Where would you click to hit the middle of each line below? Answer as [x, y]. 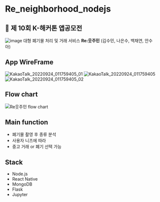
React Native [25, 179]
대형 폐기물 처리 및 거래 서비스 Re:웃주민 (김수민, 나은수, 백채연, [84, 41]
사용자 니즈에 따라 [29, 141]
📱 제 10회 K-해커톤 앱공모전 [44, 28]
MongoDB [22, 184]
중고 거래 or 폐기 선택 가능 [37, 147]
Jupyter [20, 195]
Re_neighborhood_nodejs [58, 9]
